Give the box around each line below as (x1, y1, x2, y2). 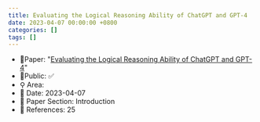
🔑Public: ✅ (19, 71, 55, 81)
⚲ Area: (19, 80, 45, 90)
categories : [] (8, 26, 58, 34)
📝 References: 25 (19, 105, 76, 114)
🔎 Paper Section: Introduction (19, 97, 115, 106)
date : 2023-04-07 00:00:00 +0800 (8, 19, 118, 27)
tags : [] (8, 33, 37, 41)
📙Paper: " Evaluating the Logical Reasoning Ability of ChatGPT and (19, 55, 234, 64)
